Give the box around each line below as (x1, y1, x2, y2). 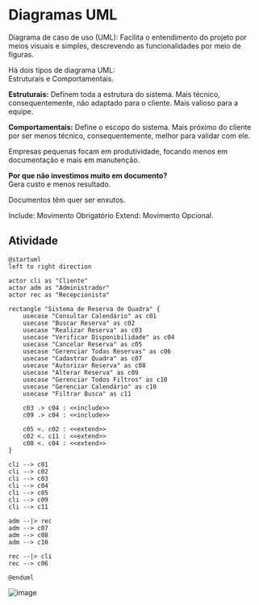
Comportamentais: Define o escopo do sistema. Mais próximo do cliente (8, 122, 252, 132)
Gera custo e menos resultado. (8, 179, 111, 189)
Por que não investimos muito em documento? (8, 170, 168, 180)
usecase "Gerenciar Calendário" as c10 (23, 382, 157, 391)
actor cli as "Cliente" (8, 276, 89, 284)
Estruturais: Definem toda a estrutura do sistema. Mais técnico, (8, 89, 220, 99)
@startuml (8, 255, 42, 263)
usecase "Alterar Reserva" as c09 (23, 368, 139, 376)
